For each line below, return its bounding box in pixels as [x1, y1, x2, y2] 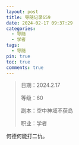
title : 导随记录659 [6, 14, 51, 20]
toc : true [6, 59, 31, 65]
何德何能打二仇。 [6, 132, 48, 140]
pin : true [6, 53, 31, 59]
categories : [6, 25, 36, 32]
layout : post [6, 8, 39, 15]
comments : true [6, 64, 44, 71]
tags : [6, 43, 20, 49]
